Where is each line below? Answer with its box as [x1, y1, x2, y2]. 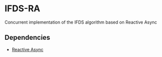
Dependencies [4, 33, 50, 42]
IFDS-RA [4, 3, 40, 14]
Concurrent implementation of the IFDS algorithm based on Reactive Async [4, 19, 157, 25]
